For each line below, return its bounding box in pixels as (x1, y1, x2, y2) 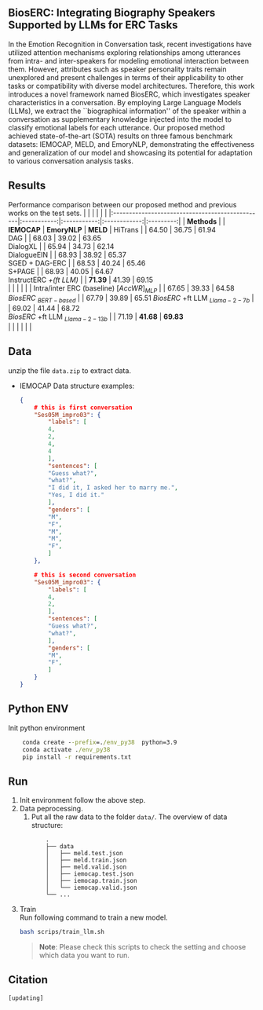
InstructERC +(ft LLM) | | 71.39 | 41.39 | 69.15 (8, 275, 154, 284)
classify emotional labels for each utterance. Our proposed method (8, 123, 225, 132)
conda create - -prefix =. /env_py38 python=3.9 (22, 738, 177, 746)
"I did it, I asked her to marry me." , (48, 484, 178, 492)
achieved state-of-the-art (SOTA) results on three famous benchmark (8, 131, 233, 141)
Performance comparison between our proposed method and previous (8, 199, 237, 209)
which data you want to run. (38, 950, 130, 961)
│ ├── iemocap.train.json (46, 877, 137, 885)
